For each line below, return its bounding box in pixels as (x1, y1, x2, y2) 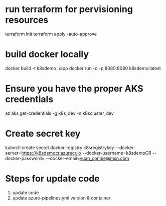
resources (5, 14, 49, 26)
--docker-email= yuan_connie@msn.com (46, 155, 129, 161)
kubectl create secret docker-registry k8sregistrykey (5, 145, 114, 151)
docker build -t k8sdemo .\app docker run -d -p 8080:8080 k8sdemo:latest (5, 65, 161, 71)
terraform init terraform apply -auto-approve (5, 31, 97, 37)
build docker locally (5, 49, 89, 60)
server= (5, 150, 22, 156)
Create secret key (5, 128, 81, 139)
